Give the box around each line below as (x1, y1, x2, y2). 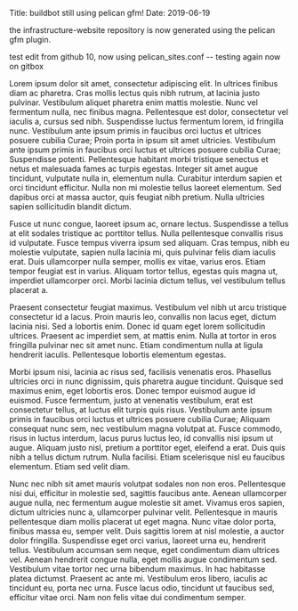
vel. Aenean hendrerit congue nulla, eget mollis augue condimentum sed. (9, 554, 278, 565)
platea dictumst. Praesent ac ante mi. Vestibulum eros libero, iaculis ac (9, 574, 269, 583)
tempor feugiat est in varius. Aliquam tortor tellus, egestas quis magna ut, (9, 266, 278, 276)
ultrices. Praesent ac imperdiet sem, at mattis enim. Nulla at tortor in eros (9, 330, 278, 341)
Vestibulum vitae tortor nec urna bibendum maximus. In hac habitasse (9, 564, 266, 574)
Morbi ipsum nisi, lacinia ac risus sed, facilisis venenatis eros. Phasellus (9, 367, 272, 377)
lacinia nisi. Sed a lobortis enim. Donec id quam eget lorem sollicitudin (9, 321, 266, 331)
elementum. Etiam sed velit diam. (9, 461, 131, 471)
